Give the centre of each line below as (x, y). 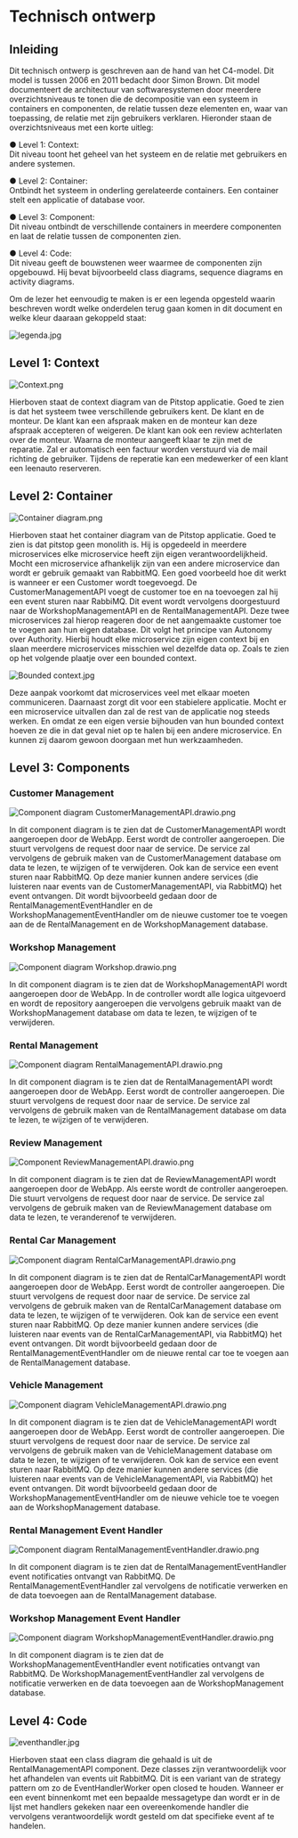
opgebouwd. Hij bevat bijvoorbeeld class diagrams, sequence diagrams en (146, 272)
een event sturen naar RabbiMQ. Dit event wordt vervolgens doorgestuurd (145, 601)
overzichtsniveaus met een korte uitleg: (81, 127)
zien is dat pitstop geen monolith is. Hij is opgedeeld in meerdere (128, 544)
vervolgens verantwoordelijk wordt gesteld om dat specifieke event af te (142, 1817)
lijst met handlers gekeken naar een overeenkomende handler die (129, 1807)
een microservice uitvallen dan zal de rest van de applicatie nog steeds (140, 711)
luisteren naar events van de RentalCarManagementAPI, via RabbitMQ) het (145, 1334)
